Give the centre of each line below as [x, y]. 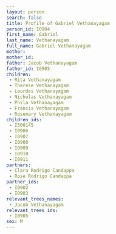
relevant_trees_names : [35, 199]
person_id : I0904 [28, 29]
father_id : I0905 [28, 69]
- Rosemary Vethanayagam [40, 114]
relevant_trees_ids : [32, 210]
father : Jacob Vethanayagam [42, 63]
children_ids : [24, 119]
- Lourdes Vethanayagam [39, 91]
